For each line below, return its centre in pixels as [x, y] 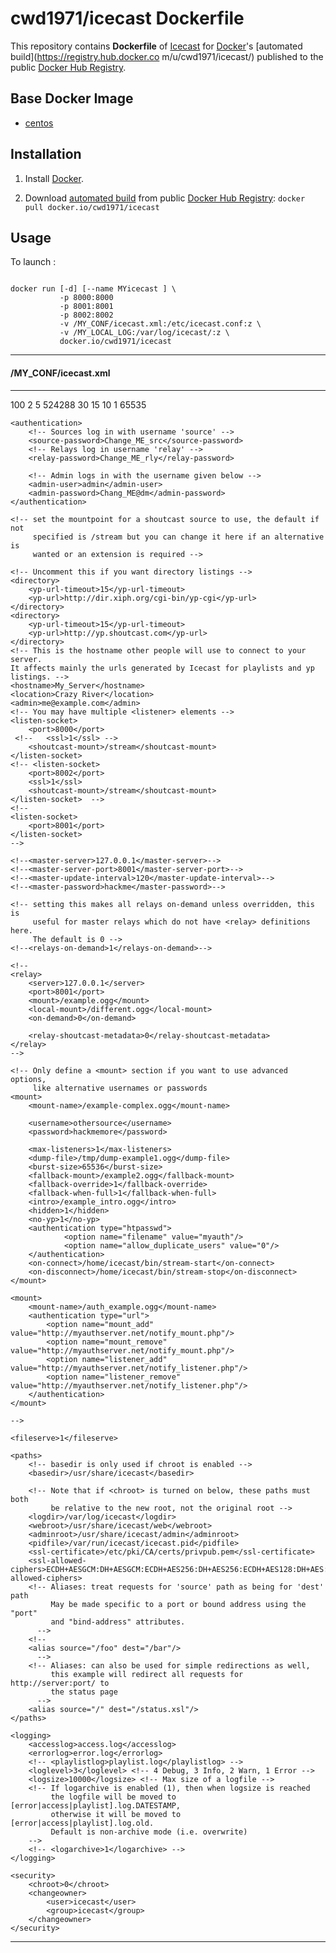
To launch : [33, 262]
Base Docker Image [72, 98]
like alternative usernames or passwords [120, 1088]
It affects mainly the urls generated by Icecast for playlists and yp [162, 668]
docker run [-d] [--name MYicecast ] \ [93, 289]
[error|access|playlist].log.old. [82, 1823]
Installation [46, 154]
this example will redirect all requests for [147, 1674]
